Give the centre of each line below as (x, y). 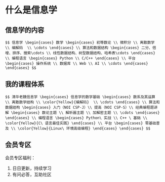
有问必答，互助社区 (32, 174)
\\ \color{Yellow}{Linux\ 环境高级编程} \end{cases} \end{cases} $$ (81, 128)
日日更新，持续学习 (32, 168)
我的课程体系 (25, 84)
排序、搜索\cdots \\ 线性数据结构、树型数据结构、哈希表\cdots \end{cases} (84, 53)
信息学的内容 (25, 30)
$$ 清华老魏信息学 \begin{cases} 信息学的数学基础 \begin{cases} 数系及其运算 (80, 97)
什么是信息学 (31, 10)
